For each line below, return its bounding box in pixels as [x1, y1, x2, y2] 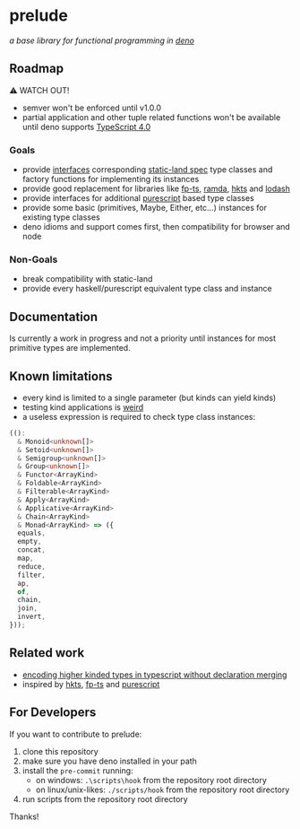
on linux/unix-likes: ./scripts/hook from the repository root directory [35, 784, 290, 795]
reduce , [17, 562, 47, 571]
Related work [9, 645, 85, 660]
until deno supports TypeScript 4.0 [21, 121, 151, 132]
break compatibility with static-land [21, 274, 153, 284]
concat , [17, 545, 47, 554]
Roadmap [9, 61, 64, 76]
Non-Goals [9, 253, 58, 266]
